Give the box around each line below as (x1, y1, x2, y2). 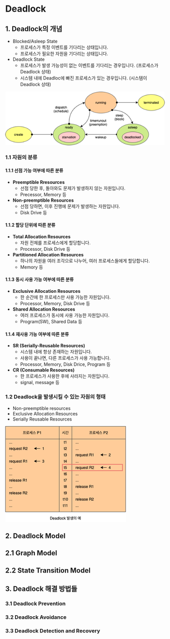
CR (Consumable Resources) (12, 367, 75, 373)
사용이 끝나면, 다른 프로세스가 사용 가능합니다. (20, 355, 111, 361)
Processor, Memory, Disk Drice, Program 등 (20, 361, 111, 367)
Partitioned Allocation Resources (12, 251, 84, 257)
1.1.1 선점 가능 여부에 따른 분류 (5, 168, 64, 174)
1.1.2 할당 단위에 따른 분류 (5, 222, 56, 228)
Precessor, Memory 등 (20, 191, 67, 198)
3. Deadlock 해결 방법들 (5, 585, 77, 593)
